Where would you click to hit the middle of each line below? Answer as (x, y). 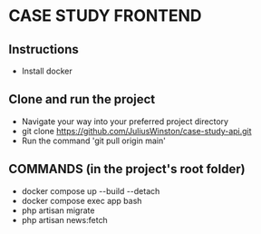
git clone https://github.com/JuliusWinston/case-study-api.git (136, 131)
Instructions (43, 49)
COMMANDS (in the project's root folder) (127, 169)
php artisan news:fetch (64, 219)
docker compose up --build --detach (91, 190)
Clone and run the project (82, 99)
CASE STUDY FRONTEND (105, 16)
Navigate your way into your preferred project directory (125, 121)
